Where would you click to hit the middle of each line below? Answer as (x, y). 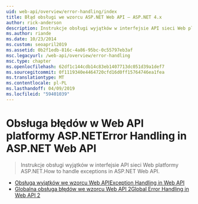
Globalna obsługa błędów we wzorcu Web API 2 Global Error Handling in (102, 189)
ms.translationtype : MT (35, 77)
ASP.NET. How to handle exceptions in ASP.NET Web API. (90, 171)
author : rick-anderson (34, 22)
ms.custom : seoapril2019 (37, 45)
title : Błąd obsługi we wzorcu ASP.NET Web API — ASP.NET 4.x (84, 17)
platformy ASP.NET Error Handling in (96, 136)
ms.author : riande (29, 34)
